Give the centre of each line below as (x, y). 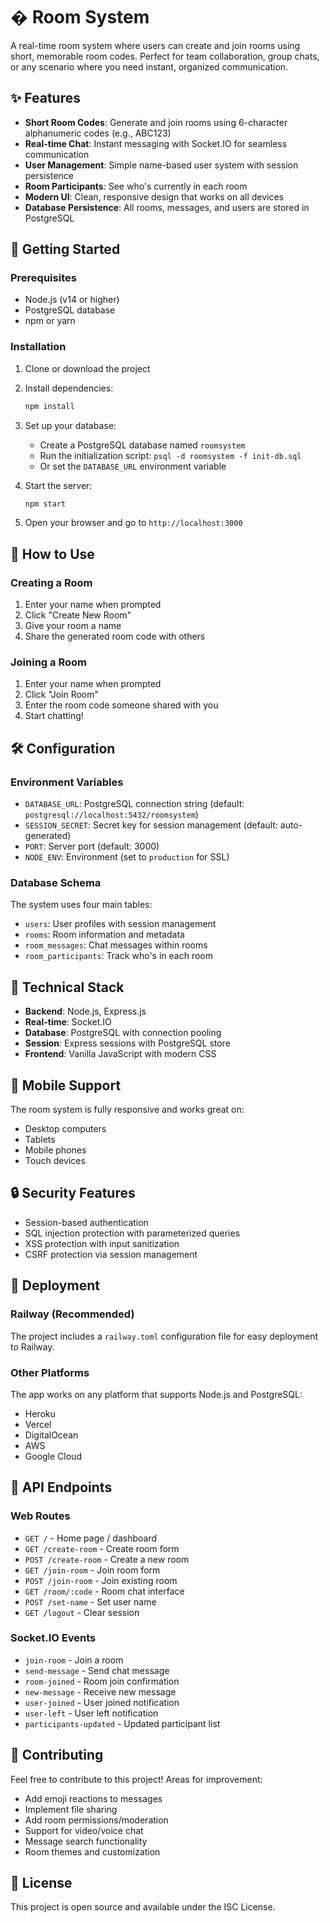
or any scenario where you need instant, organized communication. (149, 66)
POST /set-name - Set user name (90, 1601)
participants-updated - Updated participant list (122, 1723)
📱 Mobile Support (66, 1085)
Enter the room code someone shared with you (121, 705)
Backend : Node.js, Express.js (85, 1011)
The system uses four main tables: (81, 905)
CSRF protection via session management (111, 1254)
